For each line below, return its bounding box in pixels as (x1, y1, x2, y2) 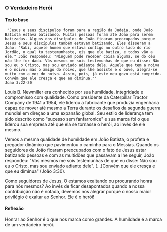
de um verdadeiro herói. (5, 222, 55, 228)
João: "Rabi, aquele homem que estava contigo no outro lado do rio (5, 45, 151, 50)
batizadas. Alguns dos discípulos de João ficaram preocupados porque (5, 37, 155, 42)
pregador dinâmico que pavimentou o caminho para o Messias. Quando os (5, 142, 159, 148)
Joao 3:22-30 (5, 80, 32, 85)
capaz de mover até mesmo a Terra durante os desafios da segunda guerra (5, 105, 161, 111)
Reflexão (5, 205, 24, 211)
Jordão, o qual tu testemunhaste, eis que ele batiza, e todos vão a (5, 50, 153, 55)
